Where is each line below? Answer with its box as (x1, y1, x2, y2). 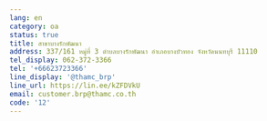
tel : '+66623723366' (9, 65, 88, 74)
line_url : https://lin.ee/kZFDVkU (9, 81, 141, 90)
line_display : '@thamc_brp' (9, 73, 117, 82)
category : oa (9, 22, 59, 31)
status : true (9, 30, 59, 39)
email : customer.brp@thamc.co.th (9, 89, 137, 98)
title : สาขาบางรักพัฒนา (9, 38, 82, 48)
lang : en (9, 13, 43, 23)
